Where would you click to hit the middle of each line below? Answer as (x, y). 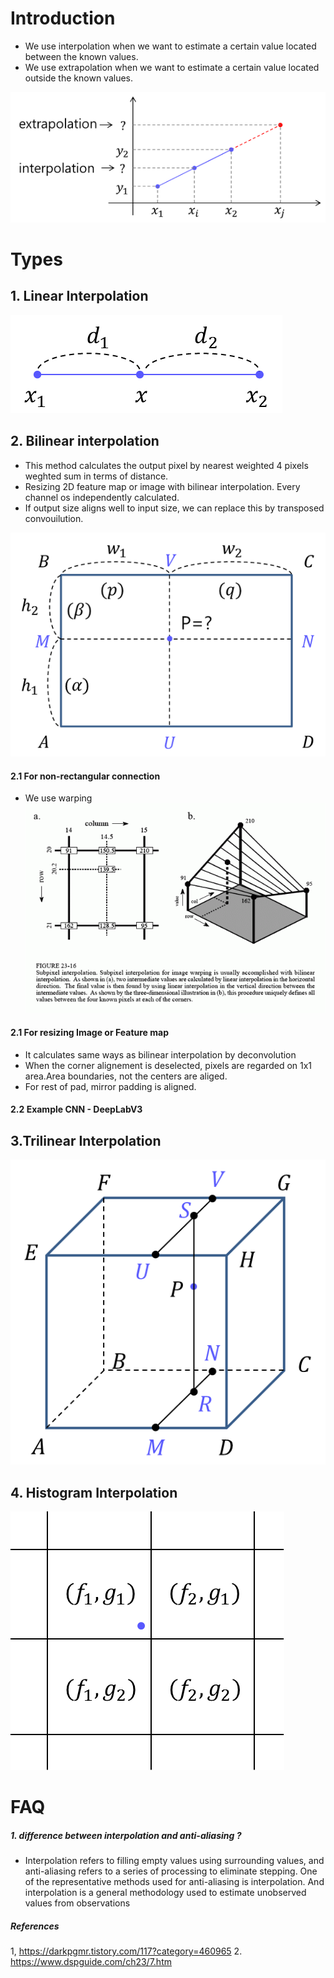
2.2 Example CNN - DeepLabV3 (76, 1109)
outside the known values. (79, 78)
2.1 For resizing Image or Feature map (89, 1032)
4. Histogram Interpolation (94, 1492)
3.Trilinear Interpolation (86, 1140)
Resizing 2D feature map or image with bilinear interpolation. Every (162, 486)
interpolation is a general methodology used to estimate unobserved (165, 1893)
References (35, 1926)
